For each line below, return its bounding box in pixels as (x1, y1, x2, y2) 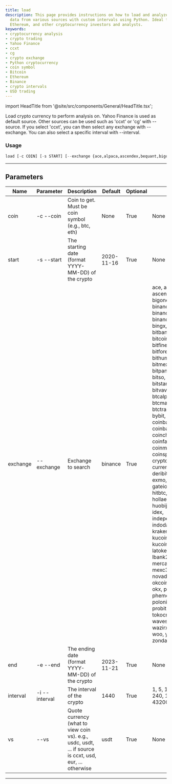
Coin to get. (67, 196, 96, 203)
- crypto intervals (5, 84, 47, 89)
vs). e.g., (67, 733, 89, 740)
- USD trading (5, 88, 36, 94)
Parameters (5, 173, 44, 181)
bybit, (152, 412, 166, 419)
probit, (152, 605, 168, 612)
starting (67, 244, 86, 251)
